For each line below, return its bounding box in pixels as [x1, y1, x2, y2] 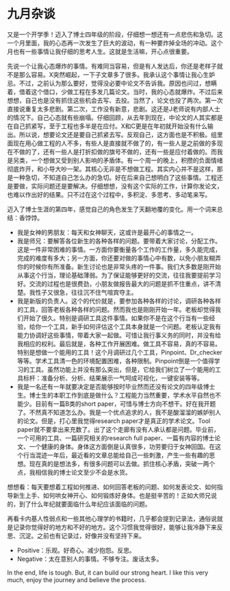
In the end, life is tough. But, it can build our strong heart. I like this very [7, 568, 209, 577]
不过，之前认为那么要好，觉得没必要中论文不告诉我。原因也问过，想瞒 [18, 79, 217, 87]
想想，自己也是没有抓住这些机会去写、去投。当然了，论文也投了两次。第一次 [7, 96, 223, 104]
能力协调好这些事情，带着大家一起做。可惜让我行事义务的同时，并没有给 [16, 330, 221, 339]
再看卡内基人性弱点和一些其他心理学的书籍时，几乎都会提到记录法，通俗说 [7, 514, 217, 522]
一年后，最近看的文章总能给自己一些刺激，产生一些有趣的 [47, 450, 209, 459]
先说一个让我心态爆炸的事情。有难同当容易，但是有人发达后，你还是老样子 [7, 62, 217, 70]
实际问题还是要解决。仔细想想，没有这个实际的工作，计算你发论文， [30, 182, 223, 190]
